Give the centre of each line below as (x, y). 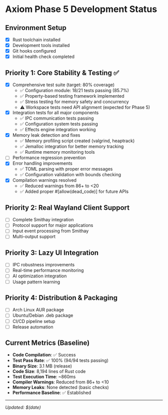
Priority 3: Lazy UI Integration (52, 253)
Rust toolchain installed (36, 40)
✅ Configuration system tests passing (59, 124)
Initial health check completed (43, 57)
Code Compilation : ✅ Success (44, 355)
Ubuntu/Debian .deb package (43, 315)
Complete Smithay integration (43, 220)
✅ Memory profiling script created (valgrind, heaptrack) (77, 141)
